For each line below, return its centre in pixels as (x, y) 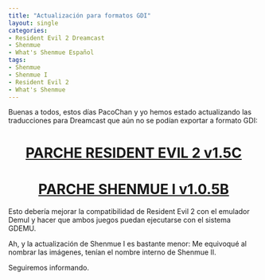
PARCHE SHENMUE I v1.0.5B (134, 189)
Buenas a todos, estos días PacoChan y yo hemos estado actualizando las (130, 112)
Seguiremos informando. (49, 267)
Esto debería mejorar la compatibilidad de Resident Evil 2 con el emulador (129, 211)
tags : (17, 60)
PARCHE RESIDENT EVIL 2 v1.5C (134, 153)
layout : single (33, 23)
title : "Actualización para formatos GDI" (80, 16)
